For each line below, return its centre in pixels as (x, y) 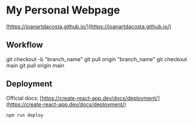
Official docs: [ (24, 98)
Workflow (25, 45)
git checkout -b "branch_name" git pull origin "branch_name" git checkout (97, 59)
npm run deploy (25, 115)
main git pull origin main (35, 65)
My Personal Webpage (63, 10)
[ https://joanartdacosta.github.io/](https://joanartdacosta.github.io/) (89, 26)
